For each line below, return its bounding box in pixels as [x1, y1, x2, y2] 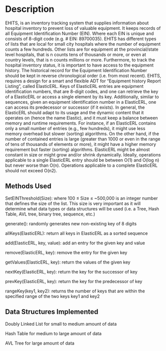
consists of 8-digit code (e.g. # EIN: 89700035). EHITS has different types [5, 36, 157, 42]
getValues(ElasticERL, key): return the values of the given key [5, 259, 130, 265]
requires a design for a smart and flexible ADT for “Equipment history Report [5, 78, 161, 84]
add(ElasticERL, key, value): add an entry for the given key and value [5, 240, 145, 246]
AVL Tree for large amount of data [5, 340, 75, 346]
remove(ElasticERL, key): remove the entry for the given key [5, 249, 127, 255]
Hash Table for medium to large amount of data [5, 330, 102, 336]
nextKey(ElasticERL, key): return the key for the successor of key [5, 269, 138, 275]
